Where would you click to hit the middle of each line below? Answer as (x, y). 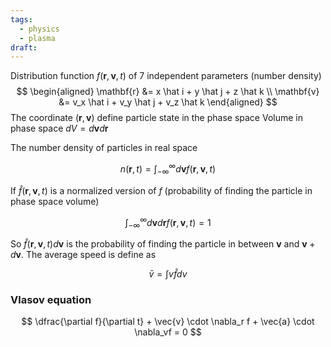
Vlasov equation (51, 300)
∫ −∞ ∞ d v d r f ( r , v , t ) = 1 (168, 222)
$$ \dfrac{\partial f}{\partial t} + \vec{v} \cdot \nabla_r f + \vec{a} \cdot (168, 322)
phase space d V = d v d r (59, 128)
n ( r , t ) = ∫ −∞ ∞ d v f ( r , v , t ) (168, 169)
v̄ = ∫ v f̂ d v (168, 274)
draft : (24, 47)
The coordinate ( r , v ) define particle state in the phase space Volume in (157, 118)
